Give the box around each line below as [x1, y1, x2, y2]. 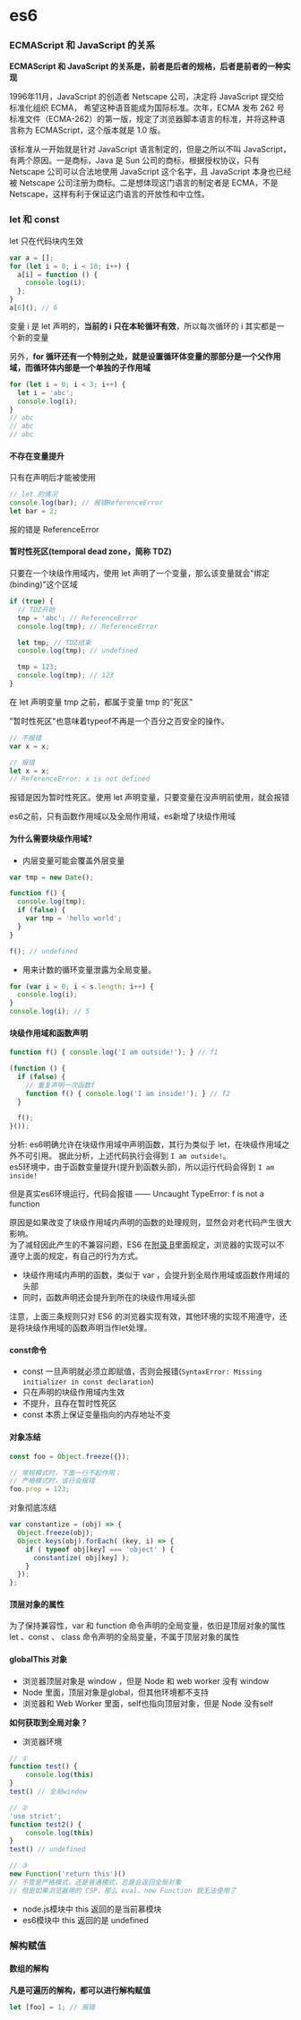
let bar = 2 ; [9, 506, 58, 515]
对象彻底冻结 [9, 1502, 56, 1513]
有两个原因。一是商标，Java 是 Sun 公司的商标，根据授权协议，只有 [9, 155, 260, 166]
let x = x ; [9, 766, 50, 775]
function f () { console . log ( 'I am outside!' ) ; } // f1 [9, 1048, 219, 1057]
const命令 [9, 1344, 47, 1355]
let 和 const [9, 213, 60, 226]
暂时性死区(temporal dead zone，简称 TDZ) [9, 546, 172, 557]
